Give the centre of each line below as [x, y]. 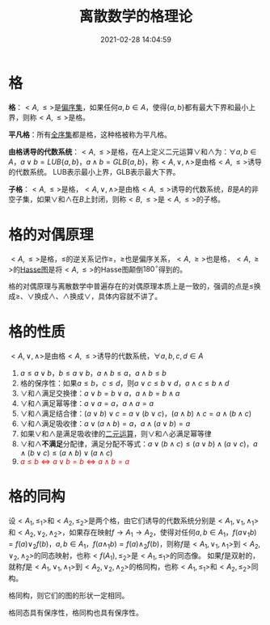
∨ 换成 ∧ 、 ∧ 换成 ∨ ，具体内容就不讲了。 [95, 297]
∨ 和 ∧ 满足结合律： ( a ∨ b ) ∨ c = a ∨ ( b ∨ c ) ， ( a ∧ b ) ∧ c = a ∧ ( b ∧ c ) [136, 414]
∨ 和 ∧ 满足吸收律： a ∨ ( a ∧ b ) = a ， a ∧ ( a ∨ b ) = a [105, 424]
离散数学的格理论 [135, 17]
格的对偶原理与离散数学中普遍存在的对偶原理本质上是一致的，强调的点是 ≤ [131, 286]
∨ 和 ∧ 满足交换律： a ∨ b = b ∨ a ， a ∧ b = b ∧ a [100, 394]
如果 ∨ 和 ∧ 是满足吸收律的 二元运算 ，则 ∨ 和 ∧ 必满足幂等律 [116, 434]
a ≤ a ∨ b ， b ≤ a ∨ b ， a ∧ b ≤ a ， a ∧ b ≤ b [93, 374]
